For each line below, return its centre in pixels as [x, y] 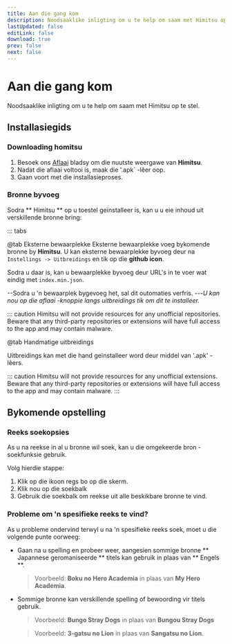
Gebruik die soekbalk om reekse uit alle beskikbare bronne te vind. [112, 497]
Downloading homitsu [45, 147]
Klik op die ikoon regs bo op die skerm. [73, 481]
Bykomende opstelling [56, 413]
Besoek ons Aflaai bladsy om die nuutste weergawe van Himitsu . [110, 162]
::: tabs [17, 231]
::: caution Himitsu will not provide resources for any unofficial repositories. [114, 314]
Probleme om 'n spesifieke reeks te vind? [78, 515]
